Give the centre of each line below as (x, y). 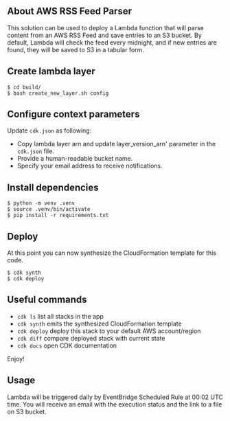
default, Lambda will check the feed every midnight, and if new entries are (112, 42)
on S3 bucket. (27, 411)
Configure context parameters (73, 114)
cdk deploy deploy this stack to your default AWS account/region (109, 331)
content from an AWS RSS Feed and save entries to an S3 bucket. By (105, 35)
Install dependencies (53, 187)
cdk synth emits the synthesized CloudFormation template (99, 323)
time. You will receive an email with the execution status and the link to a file (115, 404)
